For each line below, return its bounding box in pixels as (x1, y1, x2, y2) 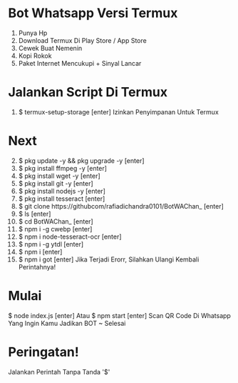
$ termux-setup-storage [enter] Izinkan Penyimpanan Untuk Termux (18, 107, 219, 116)
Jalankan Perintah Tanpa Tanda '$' (8, 367, 110, 376)
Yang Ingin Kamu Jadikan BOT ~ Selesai (8, 319, 126, 327)
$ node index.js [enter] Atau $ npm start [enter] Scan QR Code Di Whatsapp (8, 311, 231, 319)
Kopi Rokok (18, 51, 52, 60)
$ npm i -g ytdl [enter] (18, 239, 84, 248)
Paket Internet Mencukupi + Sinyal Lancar (18, 59, 142, 67)
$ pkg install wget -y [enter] (18, 171, 100, 180)
